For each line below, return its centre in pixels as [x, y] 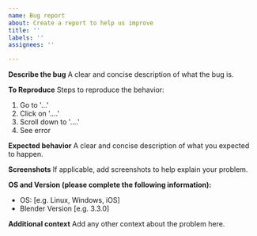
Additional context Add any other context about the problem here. [117, 224]
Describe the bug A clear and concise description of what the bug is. [121, 74]
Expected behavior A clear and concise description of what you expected [129, 146]
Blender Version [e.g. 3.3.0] [64, 209]
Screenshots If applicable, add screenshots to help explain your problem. [128, 169]
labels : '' [26, 38]
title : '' [25, 30]
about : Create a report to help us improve [81, 23]
